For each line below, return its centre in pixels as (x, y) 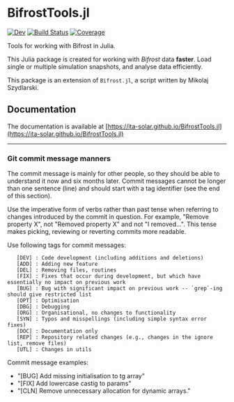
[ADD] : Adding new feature (57, 264)
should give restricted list (49, 295)
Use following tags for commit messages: (67, 245)
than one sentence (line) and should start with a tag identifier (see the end (114, 188)
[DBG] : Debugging (43, 307)
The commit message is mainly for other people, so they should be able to (114, 174)
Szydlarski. (23, 87)
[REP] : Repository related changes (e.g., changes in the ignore (115, 337)
